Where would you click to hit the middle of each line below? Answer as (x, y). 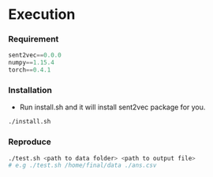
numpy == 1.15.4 (32, 63)
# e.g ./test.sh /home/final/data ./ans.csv (82, 166)
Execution (42, 15)
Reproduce (30, 142)
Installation (30, 90)
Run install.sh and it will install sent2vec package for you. (112, 107)
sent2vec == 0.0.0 (35, 55)
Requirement (34, 39)
